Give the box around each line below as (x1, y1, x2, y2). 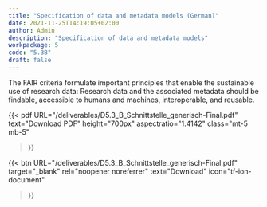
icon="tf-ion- (208, 166, 252, 176)
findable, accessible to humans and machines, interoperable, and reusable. (8, 95, 255, 104)
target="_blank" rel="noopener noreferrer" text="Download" (8, 166, 207, 176)
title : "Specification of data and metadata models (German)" (8, 11, 219, 20)
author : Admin (8, 26, 56, 34)
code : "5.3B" (8, 49, 52, 57)
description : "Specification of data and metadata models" (8, 33, 209, 42)
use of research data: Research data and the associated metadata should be (8, 86, 259, 96)
